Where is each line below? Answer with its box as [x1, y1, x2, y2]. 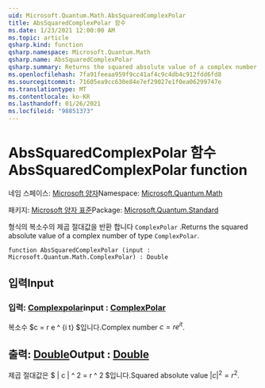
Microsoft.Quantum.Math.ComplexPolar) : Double [8, 253, 169, 261]
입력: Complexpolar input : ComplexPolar [8, 302, 167, 314]
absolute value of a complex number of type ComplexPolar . [8, 230, 200, 240]
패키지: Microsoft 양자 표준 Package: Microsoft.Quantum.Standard [8, 205, 219, 215]
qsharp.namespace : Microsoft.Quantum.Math [8, 48, 151, 56]
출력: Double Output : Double [8, 348, 149, 361]
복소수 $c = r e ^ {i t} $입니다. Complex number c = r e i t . [8, 321, 185, 332]
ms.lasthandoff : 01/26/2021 [8, 100, 102, 108]
